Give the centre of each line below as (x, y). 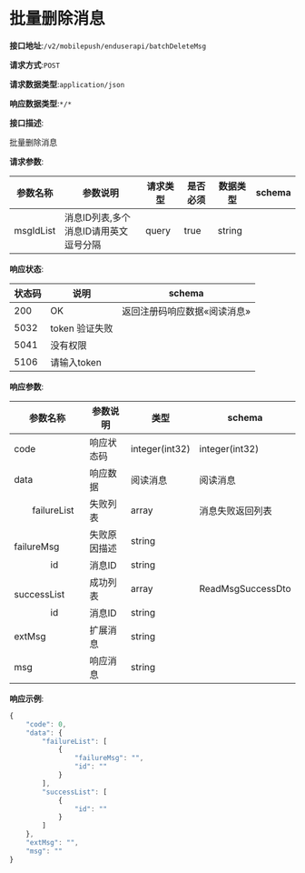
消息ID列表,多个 (98, 217)
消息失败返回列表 (236, 510)
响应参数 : (27, 386)
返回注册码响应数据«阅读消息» (187, 311)
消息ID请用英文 (96, 231)
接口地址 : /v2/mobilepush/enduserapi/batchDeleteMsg (108, 45)
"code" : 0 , (46, 724)
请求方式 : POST (35, 65)
